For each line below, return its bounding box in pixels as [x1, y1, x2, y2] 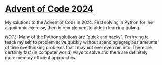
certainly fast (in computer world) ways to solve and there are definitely [5, 49, 147, 55]
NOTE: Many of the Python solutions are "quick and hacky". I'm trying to [5, 34, 149, 40]
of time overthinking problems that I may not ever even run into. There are [5, 44, 152, 50]
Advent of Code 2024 [5, 3, 93, 15]
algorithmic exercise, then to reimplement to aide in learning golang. [5, 24, 141, 30]
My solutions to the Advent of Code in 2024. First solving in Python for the [5, 19, 153, 25]
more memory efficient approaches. [5, 54, 77, 60]
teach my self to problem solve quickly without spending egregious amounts [5, 39, 157, 45]
